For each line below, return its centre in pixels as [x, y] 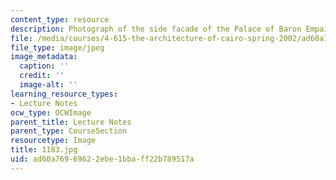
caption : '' [44, 66]
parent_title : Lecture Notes [71, 122]
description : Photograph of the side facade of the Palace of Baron [156, 29]
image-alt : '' [48, 85]
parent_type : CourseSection [69, 131]
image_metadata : [44, 57]
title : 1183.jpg [44, 150]
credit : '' [42, 76]
